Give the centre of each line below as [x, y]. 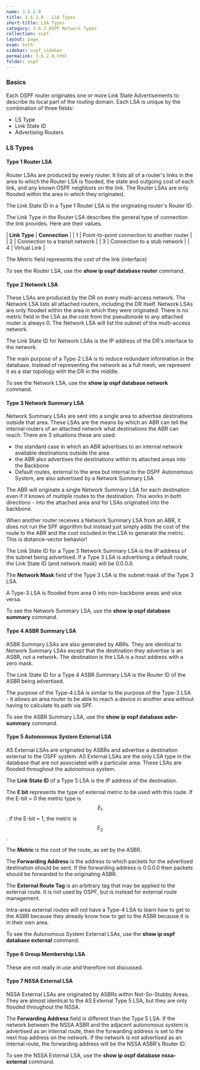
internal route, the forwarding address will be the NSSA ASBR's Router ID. [96, 1044]
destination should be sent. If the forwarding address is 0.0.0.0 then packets [100, 868]
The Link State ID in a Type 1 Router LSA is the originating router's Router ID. [100, 206]
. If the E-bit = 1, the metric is [42, 818]
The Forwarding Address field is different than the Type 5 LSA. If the [91, 1018]
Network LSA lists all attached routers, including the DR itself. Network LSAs [100, 304]
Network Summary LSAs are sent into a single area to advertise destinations [99, 416]
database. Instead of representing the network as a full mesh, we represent [99, 365]
